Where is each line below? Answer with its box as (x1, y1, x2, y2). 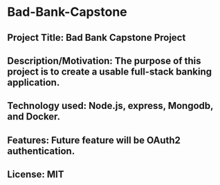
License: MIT (7, 168, 64, 180)
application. (7, 77, 60, 88)
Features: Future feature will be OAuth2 (7, 134, 181, 146)
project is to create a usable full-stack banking (7, 66, 212, 77)
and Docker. (7, 111, 61, 123)
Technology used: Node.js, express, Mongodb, (7, 100, 214, 112)
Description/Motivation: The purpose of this (7, 55, 202, 66)
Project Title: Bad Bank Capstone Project (7, 32, 186, 43)
